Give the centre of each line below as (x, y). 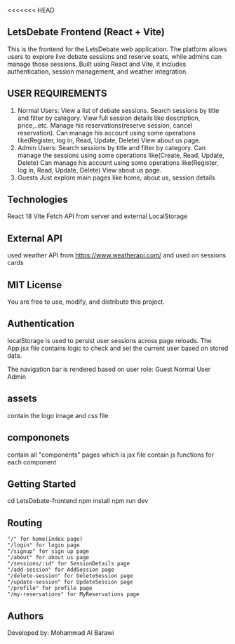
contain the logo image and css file (58, 415)
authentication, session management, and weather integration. (98, 71)
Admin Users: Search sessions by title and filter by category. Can (112, 147)
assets (22, 399)
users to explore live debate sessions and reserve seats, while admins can (115, 56)
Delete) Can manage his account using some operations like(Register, (118, 162)
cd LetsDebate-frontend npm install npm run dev (78, 501)
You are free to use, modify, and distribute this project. (86, 302)
